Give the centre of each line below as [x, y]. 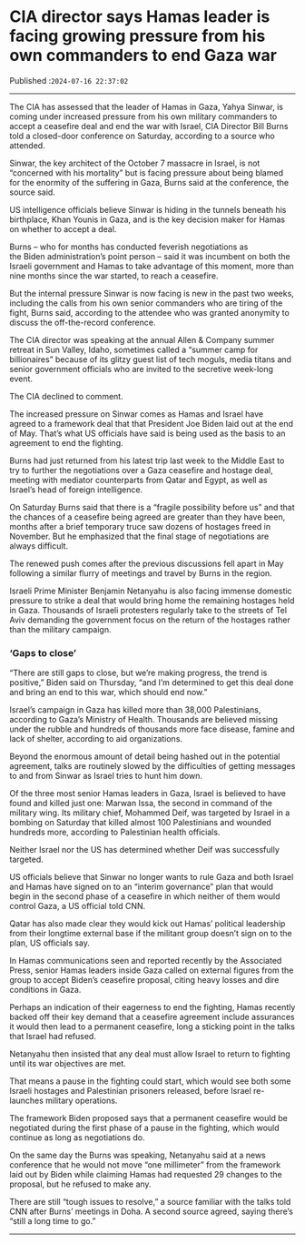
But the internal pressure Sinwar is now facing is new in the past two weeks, [152, 293]
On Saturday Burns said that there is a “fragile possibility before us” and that [152, 507]
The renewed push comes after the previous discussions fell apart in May [147, 563]
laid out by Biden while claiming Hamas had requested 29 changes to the [146, 1175]
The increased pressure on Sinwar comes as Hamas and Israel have [137, 414]
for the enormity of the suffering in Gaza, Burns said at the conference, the [149, 182]
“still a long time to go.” [53, 1221]
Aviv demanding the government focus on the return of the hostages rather [150, 620]
